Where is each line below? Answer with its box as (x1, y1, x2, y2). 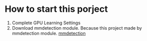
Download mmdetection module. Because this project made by (12, 25, 142, 31)
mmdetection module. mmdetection (12, 30, 86, 36)
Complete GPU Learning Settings (12, 20, 81, 26)
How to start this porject (5, 3, 108, 15)
